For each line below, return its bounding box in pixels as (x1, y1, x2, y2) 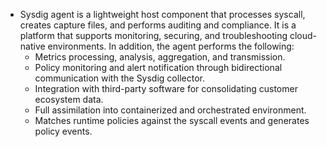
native (19, 40, 46, 52)
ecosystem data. (34, 94, 104, 105)
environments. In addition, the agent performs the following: (47, 40, 295, 52)
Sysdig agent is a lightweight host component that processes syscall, (19, 9, 306, 20)
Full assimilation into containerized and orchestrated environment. (34, 104, 307, 116)
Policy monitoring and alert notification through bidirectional (34, 62, 283, 73)
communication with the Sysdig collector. (34, 72, 205, 84)
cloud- (289, 30, 318, 41)
